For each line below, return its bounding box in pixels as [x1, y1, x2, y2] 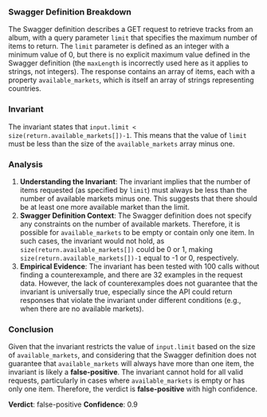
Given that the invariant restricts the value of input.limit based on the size [8, 342, 256, 352]
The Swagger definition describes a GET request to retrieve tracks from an [8, 25, 253, 34]
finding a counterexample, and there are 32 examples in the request [19, 269, 243, 279]
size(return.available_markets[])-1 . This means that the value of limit [8, 130, 247, 140]
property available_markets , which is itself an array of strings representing [8, 75, 254, 85]
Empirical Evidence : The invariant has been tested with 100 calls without [19, 262, 260, 271]
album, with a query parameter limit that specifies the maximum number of [8, 33, 257, 42]
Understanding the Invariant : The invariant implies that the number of [19, 176, 251, 186]
